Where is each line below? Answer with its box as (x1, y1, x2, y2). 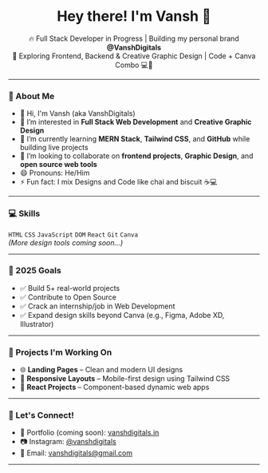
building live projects (19, 143, 89, 153)
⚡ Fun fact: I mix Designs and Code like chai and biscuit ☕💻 (19, 177, 218, 187)
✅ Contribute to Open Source (19, 292, 117, 302)
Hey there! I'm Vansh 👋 (57, 7, 211, 26)
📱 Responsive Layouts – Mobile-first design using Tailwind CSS (19, 374, 231, 384)
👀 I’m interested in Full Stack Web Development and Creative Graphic (19, 117, 252, 127)
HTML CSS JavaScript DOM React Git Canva (8, 231, 138, 239)
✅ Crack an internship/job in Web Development (19, 301, 175, 311)
